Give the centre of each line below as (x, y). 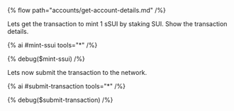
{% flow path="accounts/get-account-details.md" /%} (87, 10)
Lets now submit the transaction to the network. (77, 72)
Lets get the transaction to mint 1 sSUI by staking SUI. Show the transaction (117, 24)
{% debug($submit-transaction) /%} (60, 100)
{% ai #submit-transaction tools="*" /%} (67, 86)
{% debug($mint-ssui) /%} (46, 59)
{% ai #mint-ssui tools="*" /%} (52, 45)
